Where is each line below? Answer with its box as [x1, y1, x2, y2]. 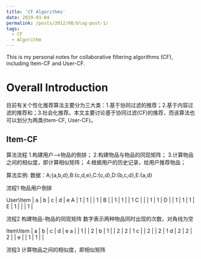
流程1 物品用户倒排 [6, 184, 52, 192]
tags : [6, 25, 20, 32]
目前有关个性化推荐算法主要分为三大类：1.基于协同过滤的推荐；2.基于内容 [6, 101, 188, 108]
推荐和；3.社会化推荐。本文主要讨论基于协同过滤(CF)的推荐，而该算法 [16, 109, 190, 116]
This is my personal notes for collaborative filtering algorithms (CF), [6, 54, 173, 60]
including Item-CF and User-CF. [6, 60, 85, 67]
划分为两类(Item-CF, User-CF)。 [16, 116, 97, 123]
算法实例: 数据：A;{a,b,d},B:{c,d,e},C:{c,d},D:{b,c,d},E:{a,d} [6, 171, 153, 178]
